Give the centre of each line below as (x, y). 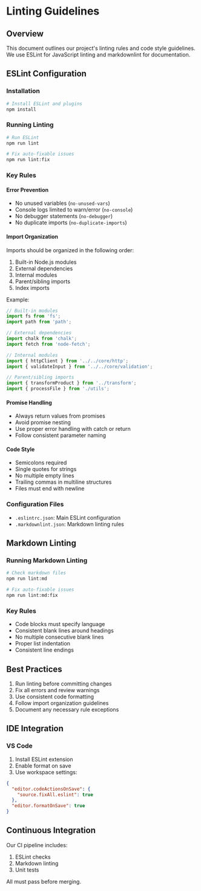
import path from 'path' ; (39, 322)
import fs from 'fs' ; (34, 316)
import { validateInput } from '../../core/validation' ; (80, 366)
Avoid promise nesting (43, 422)
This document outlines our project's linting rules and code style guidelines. (101, 48)
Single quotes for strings (46, 469)
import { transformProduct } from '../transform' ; (71, 383)
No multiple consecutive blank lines (59, 637)
